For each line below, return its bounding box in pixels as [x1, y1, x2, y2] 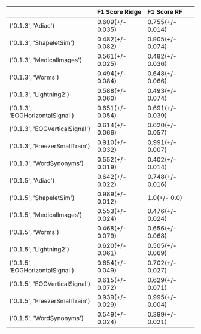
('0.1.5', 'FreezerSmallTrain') [9, 297, 90, 305]
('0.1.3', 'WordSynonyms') [9, 159, 84, 167]
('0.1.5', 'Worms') [9, 228, 60, 236]
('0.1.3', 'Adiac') [9, 22, 55, 29]
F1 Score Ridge [96, 8, 142, 16]
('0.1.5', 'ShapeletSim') [9, 194, 75, 202]
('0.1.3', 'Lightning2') [9, 90, 70, 98]
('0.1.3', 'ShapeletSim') [9, 39, 75, 47]
